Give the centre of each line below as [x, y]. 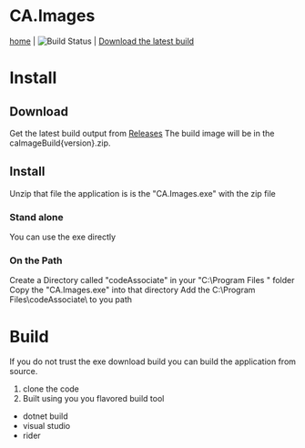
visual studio [46, 426]
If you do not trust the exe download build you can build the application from [153, 361]
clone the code [51, 389]
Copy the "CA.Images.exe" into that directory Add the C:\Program [132, 290]
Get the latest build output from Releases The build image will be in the [142, 133]
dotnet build [45, 416]
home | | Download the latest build [102, 41]
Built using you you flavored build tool [93, 399]
